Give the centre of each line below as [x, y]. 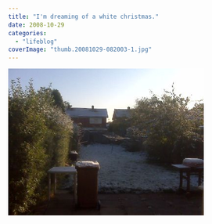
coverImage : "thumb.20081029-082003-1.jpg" [80, 50]
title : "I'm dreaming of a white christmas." [83, 16]
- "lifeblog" [36, 42]
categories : [27, 33]
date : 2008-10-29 [36, 25]
